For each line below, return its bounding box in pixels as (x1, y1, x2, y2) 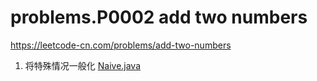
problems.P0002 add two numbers (10, 6, 308, 29)
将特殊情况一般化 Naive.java (24, 59, 142, 71)
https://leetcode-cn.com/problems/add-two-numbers (10, 39, 232, 51)
